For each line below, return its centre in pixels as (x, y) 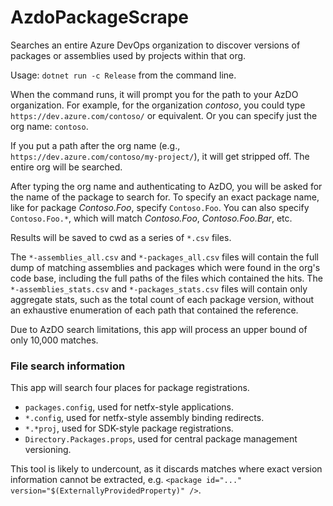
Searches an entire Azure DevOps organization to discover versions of (155, 45)
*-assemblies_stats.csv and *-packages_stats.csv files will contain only (159, 288)
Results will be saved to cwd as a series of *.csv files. (121, 237)
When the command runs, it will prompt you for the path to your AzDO (154, 94)
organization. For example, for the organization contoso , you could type (158, 105)
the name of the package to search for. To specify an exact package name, (165, 197)
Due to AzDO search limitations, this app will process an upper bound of (159, 329)
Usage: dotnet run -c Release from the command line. (123, 75)
